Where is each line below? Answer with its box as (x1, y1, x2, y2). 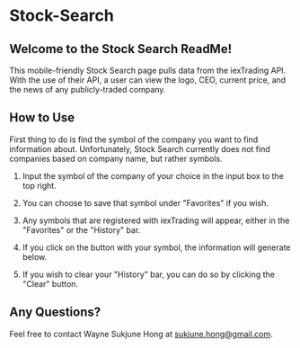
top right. (22, 180, 57, 191)
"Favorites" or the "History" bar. (22, 224, 141, 235)
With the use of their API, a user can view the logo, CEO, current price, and (9, 75, 287, 85)
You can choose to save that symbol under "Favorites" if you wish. (22, 197, 269, 208)
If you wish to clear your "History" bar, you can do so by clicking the (22, 269, 276, 280)
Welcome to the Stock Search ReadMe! (9, 41, 233, 57)
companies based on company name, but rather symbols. (9, 153, 223, 164)
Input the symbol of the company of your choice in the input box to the (22, 170, 285, 181)
